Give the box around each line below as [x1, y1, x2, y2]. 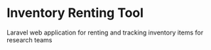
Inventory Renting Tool [6, 5, 144, 21]
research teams [6, 35, 53, 44]
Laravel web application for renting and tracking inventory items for [6, 28, 204, 37]
